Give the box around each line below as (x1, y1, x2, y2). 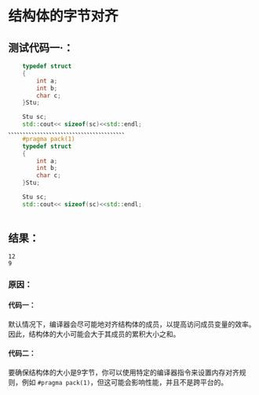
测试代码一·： (8, 41, 75, 54)
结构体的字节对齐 (8, 7, 119, 25)
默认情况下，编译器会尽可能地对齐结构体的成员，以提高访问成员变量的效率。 (8, 319, 256, 329)
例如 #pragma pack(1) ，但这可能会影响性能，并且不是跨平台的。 (21, 377, 228, 386)
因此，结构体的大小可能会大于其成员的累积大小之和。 (8, 329, 181, 338)
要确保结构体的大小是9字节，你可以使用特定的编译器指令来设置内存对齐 (8, 367, 239, 377)
